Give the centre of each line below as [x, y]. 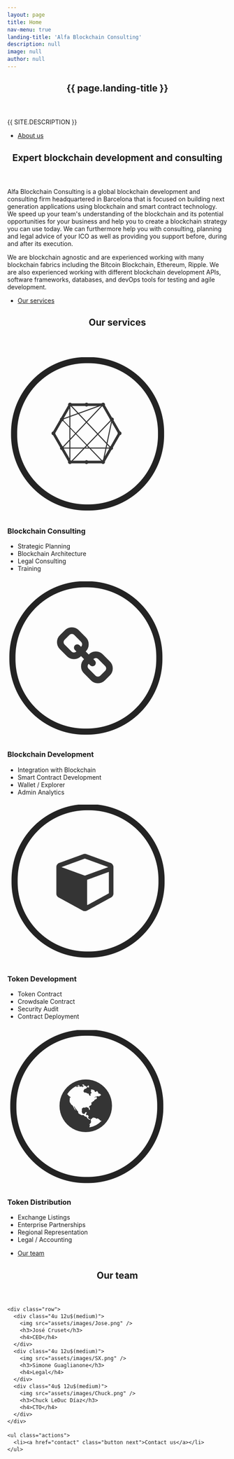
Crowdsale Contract [46, 1001]
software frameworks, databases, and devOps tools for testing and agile [111, 279]
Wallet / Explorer [41, 784]
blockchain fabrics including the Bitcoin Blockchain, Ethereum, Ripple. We [113, 264]
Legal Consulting [42, 561]
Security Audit [38, 1009]
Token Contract [40, 994]
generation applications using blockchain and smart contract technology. [112, 206]
